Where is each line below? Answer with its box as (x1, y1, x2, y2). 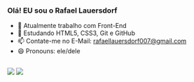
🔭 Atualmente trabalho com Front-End (17, 22, 127, 30)
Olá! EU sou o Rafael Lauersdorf (7, 6, 118, 15)
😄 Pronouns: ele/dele (17, 47, 81, 55)
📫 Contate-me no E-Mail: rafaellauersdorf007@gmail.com (17, 37, 187, 46)
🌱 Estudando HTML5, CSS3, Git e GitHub (17, 29, 135, 37)
